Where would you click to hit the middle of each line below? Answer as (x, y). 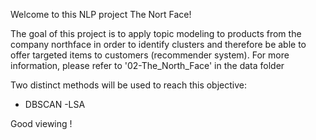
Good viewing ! (41, 123)
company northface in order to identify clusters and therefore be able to (158, 44)
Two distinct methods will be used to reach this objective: (129, 85)
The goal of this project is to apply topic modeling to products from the (156, 33)
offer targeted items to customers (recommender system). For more (150, 55)
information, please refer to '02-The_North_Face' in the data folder (147, 65)
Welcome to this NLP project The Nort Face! (101, 14)
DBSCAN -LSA (55, 104)
